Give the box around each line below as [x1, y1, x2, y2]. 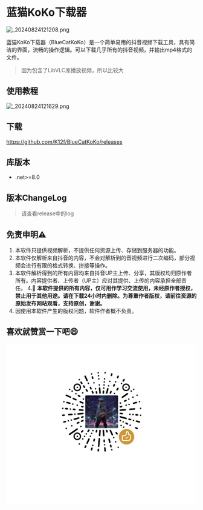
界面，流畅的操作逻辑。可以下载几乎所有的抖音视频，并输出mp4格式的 [16, 46, 192, 53]
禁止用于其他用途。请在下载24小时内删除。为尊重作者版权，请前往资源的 [14, 292, 197, 299]
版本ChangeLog [6, 192, 67, 203]
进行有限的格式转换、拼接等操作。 [25, 262, 111, 269]
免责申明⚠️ [6, 229, 47, 240]
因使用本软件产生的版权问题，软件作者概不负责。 [14, 307, 137, 314]
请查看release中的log [21, 210, 74, 217]
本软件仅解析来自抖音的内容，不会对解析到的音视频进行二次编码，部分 [14, 254, 190, 261]
